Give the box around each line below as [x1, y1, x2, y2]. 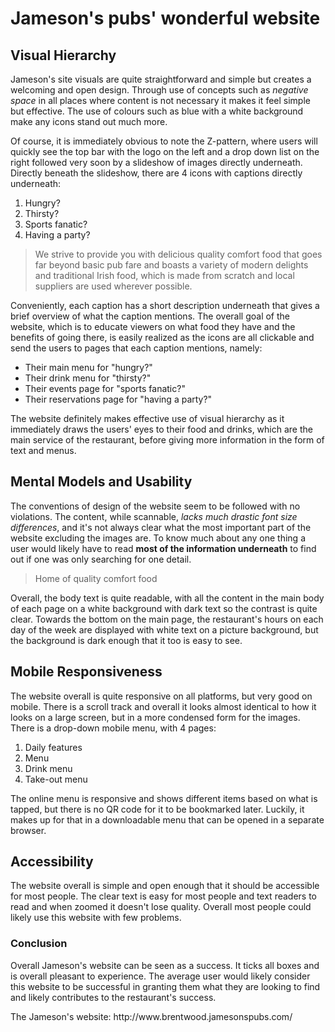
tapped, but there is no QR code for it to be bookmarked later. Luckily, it [10, 803, 305, 815]
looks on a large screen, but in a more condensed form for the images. [10, 711, 301, 723]
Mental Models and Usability [10, 473, 193, 491]
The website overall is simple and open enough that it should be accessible [10, 880, 320, 892]
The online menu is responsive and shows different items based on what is [10, 792, 318, 804]
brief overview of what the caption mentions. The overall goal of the [10, 310, 290, 322]
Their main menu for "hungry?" [24, 362, 153, 373]
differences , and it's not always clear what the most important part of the [10, 521, 312, 533]
